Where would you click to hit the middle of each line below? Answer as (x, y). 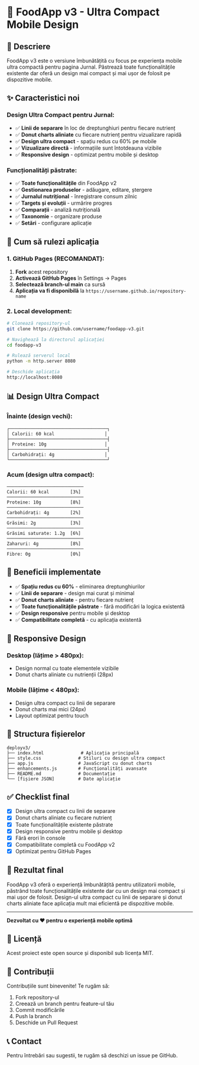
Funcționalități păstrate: (42, 170)
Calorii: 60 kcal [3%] (44, 492)
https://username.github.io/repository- (136, 291)
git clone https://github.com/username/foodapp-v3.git (76, 329)
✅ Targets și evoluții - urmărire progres (64, 203)
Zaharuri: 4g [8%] (44, 544)
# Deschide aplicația (33, 372)
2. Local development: (40, 311)
